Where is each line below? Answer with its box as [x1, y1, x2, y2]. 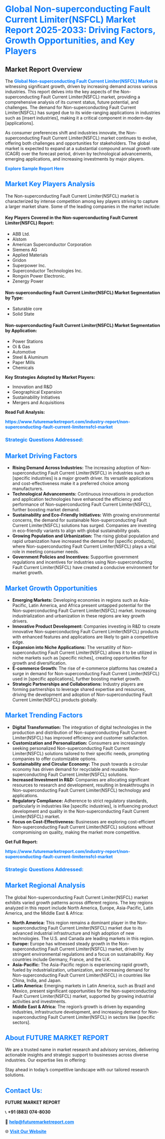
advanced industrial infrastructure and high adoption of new [12, 930, 134, 936]
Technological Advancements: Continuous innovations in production [12, 491, 154, 497]
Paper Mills [12, 360, 35, 366]
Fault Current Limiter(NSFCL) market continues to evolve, [40, 135, 158, 141]
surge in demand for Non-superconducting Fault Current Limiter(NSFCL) [12, 670, 160, 676]
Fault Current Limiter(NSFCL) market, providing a [40, 94, 140, 100]
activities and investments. [12, 998, 66, 1004]
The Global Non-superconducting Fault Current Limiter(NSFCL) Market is [5, 78, 158, 84]
